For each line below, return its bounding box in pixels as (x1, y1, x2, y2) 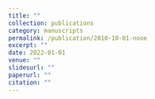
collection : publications (8, 19, 94, 27)
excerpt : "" (8, 42, 48, 49)
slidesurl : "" (8, 64, 56, 72)
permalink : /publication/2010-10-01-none (8, 34, 148, 42)
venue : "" (8, 57, 41, 65)
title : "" (8, 11, 41, 20)
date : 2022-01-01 (8, 49, 66, 57)
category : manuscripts (8, 26, 83, 34)
